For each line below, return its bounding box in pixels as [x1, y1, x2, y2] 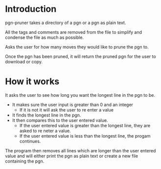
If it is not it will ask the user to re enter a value [19, 107, 114, 113]
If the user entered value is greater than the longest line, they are [19, 122, 151, 128]
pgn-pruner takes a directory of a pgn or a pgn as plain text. [5, 20, 126, 26]
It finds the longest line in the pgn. [12, 112, 81, 118]
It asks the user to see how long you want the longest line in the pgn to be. [5, 92, 156, 98]
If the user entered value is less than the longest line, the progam [19, 133, 151, 139]
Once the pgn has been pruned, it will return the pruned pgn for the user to [5, 53, 156, 59]
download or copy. [5, 58, 43, 64]
